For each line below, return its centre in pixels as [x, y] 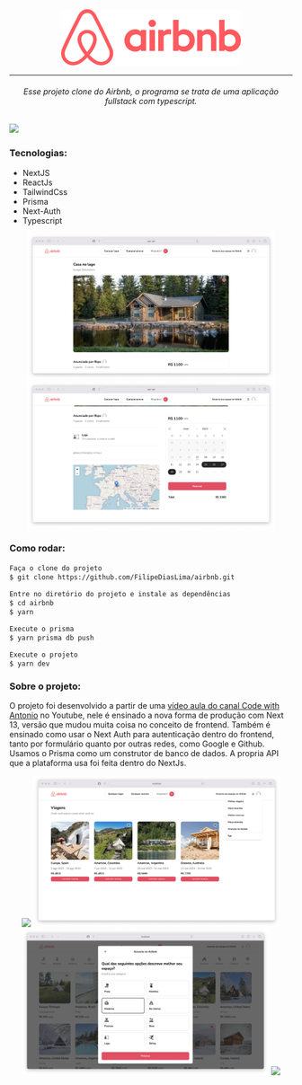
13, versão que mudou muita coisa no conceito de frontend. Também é [140, 725]
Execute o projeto [44, 655]
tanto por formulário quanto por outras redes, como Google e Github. [137, 744]
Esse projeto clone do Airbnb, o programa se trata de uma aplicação [151, 91]
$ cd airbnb [31, 603]
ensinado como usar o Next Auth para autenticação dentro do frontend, [142, 735]
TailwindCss [45, 191]
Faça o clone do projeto [56, 568]
